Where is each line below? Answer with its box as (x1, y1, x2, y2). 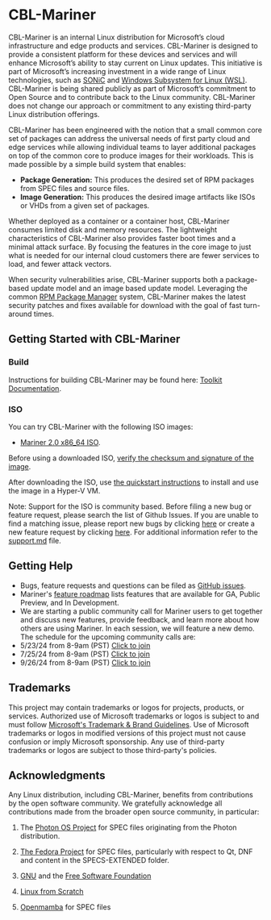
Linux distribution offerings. (8, 109, 100, 119)
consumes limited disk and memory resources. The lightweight (8, 224, 218, 235)
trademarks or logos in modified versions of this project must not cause (8, 728, 246, 738)
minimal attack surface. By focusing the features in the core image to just (8, 242, 252, 252)
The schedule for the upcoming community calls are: (19, 631, 196, 642)
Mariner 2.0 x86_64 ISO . (19, 437, 101, 447)
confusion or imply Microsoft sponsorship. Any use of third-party (8, 736, 225, 747)
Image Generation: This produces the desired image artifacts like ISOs (19, 192, 256, 202)
